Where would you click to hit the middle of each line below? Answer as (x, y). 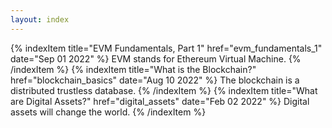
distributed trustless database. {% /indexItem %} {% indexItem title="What (164, 90)
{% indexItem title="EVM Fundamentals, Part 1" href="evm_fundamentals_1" (166, 48)
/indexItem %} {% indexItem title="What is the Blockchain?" (133, 69)
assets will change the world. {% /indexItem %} (108, 112)
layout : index (40, 19)
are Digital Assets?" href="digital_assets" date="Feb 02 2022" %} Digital (160, 101)
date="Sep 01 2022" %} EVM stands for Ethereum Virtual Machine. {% (156, 58)
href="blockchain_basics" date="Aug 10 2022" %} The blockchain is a (155, 80)
